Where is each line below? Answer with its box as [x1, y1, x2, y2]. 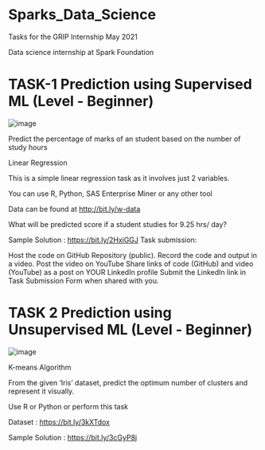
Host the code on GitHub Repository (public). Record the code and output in [8, 250, 257, 260]
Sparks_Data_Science [8, 6, 157, 24]
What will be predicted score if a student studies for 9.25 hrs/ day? [8, 219, 227, 229]
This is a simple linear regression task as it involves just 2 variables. [8, 173, 230, 182]
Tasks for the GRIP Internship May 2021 [8, 32, 138, 41]
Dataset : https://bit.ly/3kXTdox [8, 417, 110, 427]
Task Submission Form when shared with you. [8, 276, 159, 285]
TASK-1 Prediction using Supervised [8, 76, 252, 93]
